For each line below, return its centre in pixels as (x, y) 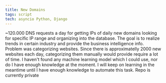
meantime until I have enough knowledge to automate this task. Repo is (78, 70)
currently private (22, 76)
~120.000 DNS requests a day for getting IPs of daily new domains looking (81, 33)
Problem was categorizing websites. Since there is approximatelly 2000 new (83, 49)
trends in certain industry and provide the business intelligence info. (75, 44)
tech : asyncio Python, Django (36, 19)
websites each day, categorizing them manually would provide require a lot (82, 54)
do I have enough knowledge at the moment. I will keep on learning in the (80, 65)
